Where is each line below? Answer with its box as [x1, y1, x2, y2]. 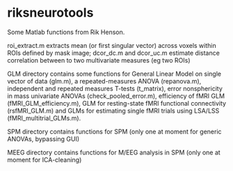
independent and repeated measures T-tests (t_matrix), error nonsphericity [7, 84, 223, 92]
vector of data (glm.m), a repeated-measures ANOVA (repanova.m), [7, 76, 202, 85]
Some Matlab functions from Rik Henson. [7, 28, 125, 36]
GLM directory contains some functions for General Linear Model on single [7, 70, 221, 78]
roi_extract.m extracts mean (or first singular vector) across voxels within [7, 41, 217, 49]
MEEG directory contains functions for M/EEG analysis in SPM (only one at [7, 148, 220, 156]
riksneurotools [7, 5, 94, 21]
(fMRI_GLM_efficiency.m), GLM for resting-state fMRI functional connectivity [7, 99, 227, 107]
